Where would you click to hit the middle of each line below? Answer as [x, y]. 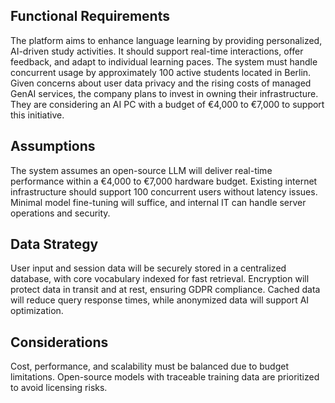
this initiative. [37, 115]
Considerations [59, 342]
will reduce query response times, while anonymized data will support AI [160, 300]
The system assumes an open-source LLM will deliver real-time [141, 170]
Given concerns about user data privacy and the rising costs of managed [161, 83]
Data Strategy [54, 244]
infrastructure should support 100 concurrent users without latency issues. [164, 191]
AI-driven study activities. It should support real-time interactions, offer [157, 51]
